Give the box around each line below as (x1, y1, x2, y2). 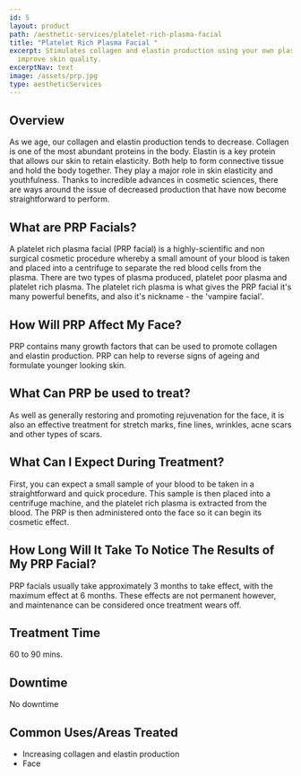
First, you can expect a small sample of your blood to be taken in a (9, 479, 255, 489)
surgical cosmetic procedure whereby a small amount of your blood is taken (9, 253, 290, 264)
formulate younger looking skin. (9, 360, 127, 371)
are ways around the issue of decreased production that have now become (9, 185, 287, 195)
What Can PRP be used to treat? (9, 386, 191, 401)
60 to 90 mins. (9, 649, 64, 660)
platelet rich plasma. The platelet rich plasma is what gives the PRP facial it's (9, 281, 292, 292)
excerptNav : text (9, 64, 74, 73)
